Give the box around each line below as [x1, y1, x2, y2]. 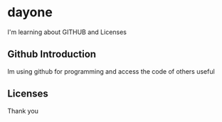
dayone [7, 4, 53, 21]
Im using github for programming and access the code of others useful [7, 67, 215, 75]
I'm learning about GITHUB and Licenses [7, 28, 127, 36]
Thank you [7, 106, 39, 115]
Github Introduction [7, 48, 97, 60]
